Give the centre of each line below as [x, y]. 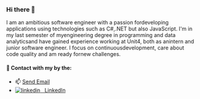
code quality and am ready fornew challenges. [63, 54]
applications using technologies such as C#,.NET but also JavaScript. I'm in [99, 29]
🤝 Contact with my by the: [39, 67]
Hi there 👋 [21, 10]
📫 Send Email [32, 81]
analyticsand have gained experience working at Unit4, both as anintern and [100, 42]
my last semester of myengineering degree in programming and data [91, 35]
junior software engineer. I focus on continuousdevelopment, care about [95, 48]
